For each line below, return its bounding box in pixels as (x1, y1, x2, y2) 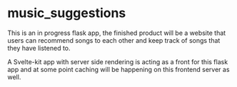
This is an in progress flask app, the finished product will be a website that (7, 29, 226, 37)
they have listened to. (7, 43, 71, 52)
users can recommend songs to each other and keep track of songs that (7, 36, 221, 44)
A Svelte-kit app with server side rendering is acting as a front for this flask (7, 57, 228, 66)
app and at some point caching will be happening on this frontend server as (7, 65, 230, 73)
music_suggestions (7, 5, 126, 21)
